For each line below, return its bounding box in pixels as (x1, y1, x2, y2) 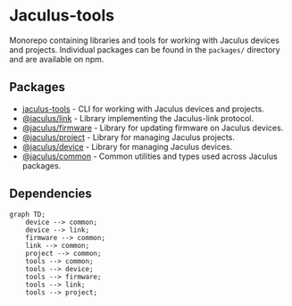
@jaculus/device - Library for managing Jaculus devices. (21, 141, 233, 152)
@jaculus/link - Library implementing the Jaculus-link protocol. (21, 112, 254, 123)
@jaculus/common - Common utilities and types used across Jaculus (21, 151, 279, 161)
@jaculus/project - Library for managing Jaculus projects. (21, 131, 235, 143)
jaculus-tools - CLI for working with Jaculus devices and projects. (21, 103, 265, 114)
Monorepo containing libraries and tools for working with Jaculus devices (9, 35, 279, 45)
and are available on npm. (9, 54, 104, 64)
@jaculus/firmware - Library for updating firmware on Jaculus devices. (21, 122, 284, 133)
